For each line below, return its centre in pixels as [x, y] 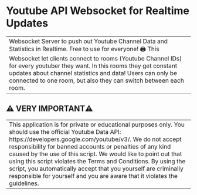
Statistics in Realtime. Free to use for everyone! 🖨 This [84, 49]
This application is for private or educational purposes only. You [97, 125]
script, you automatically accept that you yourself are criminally [96, 169]
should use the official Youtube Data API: [65, 132]
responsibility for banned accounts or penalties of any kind [90, 146]
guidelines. [24, 183]
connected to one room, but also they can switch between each [97, 80]
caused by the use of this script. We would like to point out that [96, 154]
